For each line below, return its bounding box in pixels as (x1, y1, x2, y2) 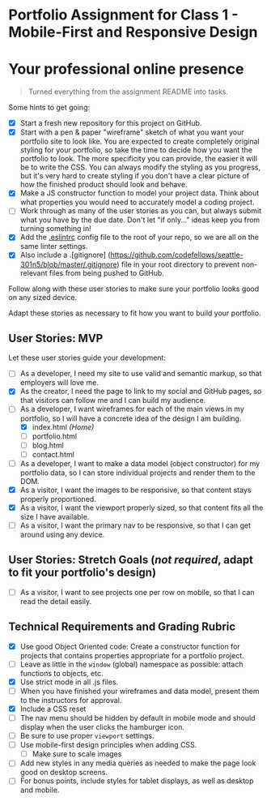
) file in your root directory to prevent (116, 259, 240, 269)
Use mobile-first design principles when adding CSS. (19, 740, 197, 750)
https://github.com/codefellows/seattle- (110, 250, 244, 260)
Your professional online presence (8, 60, 244, 79)
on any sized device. (8, 292, 78, 302)
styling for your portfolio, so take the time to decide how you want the (19, 145, 253, 155)
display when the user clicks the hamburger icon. (19, 722, 184, 732)
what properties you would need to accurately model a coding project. (19, 197, 255, 208)
